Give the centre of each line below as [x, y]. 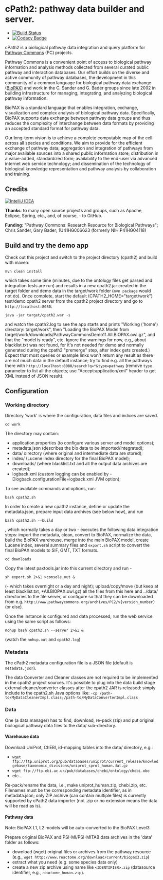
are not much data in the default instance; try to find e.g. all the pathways [79, 360]
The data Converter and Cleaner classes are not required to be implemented [81, 677]
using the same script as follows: [38, 622]
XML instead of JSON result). [35, 376]
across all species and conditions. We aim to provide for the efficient [74, 143]
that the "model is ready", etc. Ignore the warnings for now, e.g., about [76, 340]
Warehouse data [22, 736]
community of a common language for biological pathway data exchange [78, 82]
